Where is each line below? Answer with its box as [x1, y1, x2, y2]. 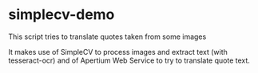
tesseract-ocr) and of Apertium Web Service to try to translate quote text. [8, 56, 250, 65]
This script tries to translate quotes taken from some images [8, 32, 207, 41]
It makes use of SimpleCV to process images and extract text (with [8, 47, 228, 56]
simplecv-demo [8, 6, 115, 24]
